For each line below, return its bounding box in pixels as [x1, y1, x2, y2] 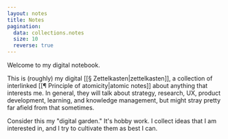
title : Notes [7, 17, 45, 23]
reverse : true [13, 42, 54, 49]
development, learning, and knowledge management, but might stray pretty [7, 96, 221, 104]
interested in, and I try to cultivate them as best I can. [7, 125, 158, 132]
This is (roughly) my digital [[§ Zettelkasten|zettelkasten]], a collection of [7, 74, 213, 83]
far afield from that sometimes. [7, 104, 95, 111]
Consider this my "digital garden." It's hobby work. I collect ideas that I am [7, 117, 217, 125]
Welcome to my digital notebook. [7, 61, 101, 69]
